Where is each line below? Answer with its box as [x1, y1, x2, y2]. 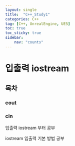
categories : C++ [5, 16, 39, 21]
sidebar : [5, 35, 23, 40]
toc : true [5, 26, 26, 31]
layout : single [5, 7, 37, 12]
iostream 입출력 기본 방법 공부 [5, 135, 64, 141]
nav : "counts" [14, 40, 43, 45]
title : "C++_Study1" [5, 12, 50, 17]
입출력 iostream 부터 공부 [5, 125, 55, 131]
